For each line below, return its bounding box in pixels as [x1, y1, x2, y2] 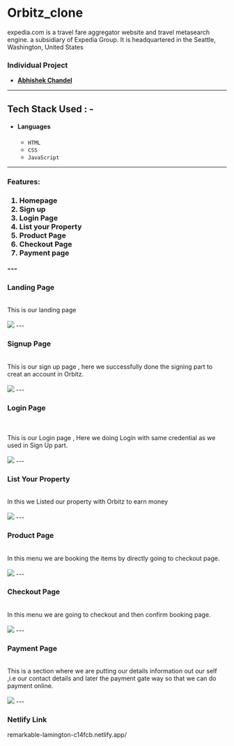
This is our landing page [7, 306, 77, 314]
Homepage [19, 196, 58, 205]
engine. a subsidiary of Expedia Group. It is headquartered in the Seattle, [7, 35, 216, 43]
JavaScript [27, 154, 60, 161]
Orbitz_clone [7, 5, 84, 21]
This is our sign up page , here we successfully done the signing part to [7, 362, 213, 371]
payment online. [7, 682, 54, 690]
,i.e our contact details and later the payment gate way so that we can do [7, 674, 217, 682]
